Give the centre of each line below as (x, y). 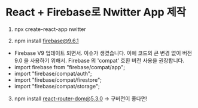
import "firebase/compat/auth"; (53, 73)
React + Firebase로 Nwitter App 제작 (96, 12)
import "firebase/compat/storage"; (57, 86)
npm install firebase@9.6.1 (46, 41)
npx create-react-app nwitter (50, 29)
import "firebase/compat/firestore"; (58, 80)
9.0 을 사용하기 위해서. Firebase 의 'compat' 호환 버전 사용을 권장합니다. (99, 60)
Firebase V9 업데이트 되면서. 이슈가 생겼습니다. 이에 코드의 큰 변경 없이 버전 (103, 53)
